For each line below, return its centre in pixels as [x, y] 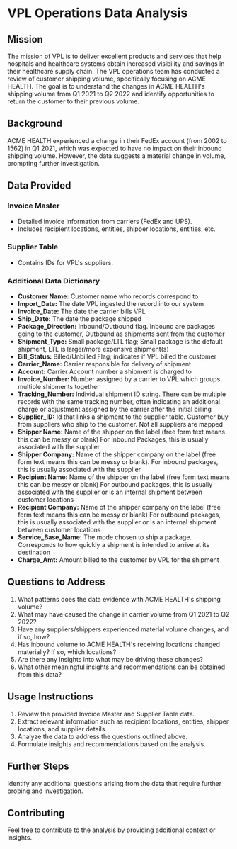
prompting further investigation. [54, 163]
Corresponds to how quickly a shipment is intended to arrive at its [114, 545]
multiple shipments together [58, 387]
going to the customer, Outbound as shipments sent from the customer [121, 334]
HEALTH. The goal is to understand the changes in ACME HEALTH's [106, 86]
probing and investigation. [45, 791]
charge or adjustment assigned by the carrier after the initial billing [115, 410]
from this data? [40, 674]
